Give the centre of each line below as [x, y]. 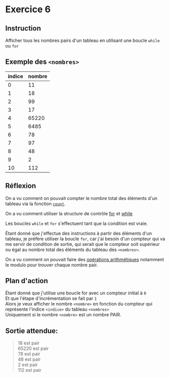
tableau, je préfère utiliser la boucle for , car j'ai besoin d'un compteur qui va [85, 239]
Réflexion [21, 186]
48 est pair [29, 359]
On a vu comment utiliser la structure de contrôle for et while [69, 213]
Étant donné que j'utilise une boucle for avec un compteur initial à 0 [76, 293]
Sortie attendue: [32, 331]
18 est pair [29, 343]
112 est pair [30, 370]
